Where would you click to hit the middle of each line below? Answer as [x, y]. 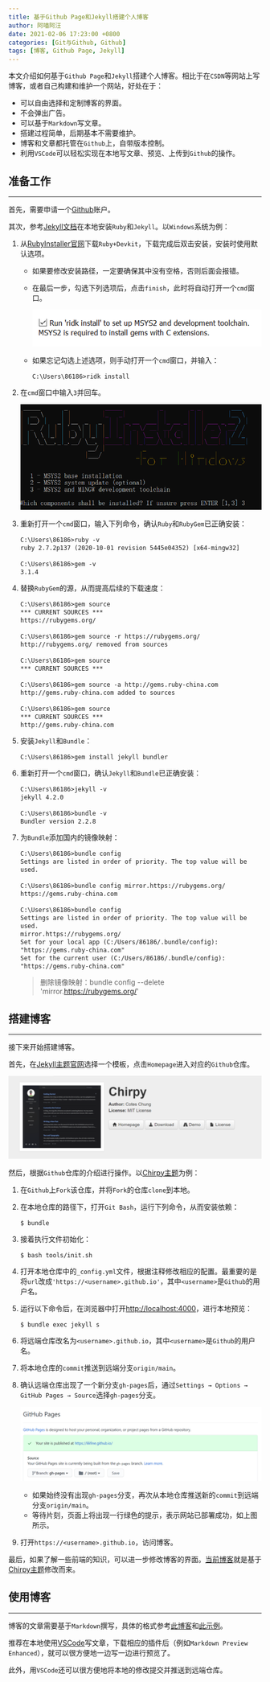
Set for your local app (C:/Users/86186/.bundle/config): [119, 942]
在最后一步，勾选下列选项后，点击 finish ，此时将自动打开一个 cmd [140, 288]
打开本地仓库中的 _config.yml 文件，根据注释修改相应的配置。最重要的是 [138, 1271]
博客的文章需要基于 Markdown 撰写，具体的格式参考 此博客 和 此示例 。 [118, 1626]
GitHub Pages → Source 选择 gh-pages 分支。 [90, 1395]
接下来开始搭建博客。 [43, 1047]
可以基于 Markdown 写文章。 [63, 123]
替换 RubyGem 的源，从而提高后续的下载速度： [92, 588]
